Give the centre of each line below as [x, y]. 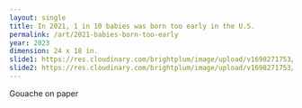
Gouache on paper [44, 93]
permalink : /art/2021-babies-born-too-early [94, 34]
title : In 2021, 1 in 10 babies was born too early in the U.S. [132, 26]
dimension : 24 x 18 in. [54, 51]
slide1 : [24, 59]
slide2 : [24, 68]
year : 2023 [30, 43]
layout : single [38, 18]
